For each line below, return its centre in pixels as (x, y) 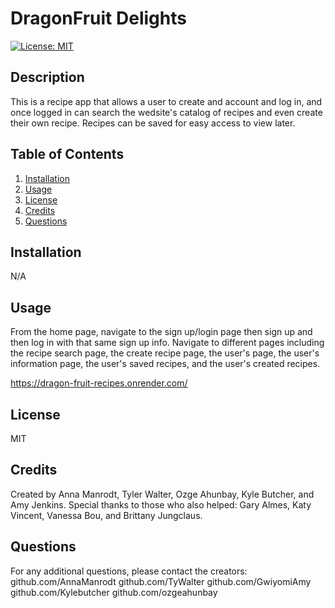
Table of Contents (67, 154)
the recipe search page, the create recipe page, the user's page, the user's (165, 353)
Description (47, 77)
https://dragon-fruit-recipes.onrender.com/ (99, 383)
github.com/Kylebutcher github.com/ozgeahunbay (114, 592)
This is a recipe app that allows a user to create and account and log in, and (166, 101)
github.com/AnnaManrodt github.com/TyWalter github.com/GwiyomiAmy (161, 581)
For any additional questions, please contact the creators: (129, 571)
